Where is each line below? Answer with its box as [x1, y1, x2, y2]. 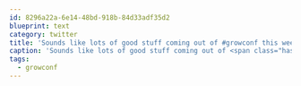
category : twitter [9, 30, 78, 39]
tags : [9, 55, 30, 64]
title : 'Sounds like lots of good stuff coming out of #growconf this [9, 38, 279, 47]
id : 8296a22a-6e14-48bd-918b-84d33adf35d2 [9, 13, 170, 22]
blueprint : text [9, 21, 70, 30]
